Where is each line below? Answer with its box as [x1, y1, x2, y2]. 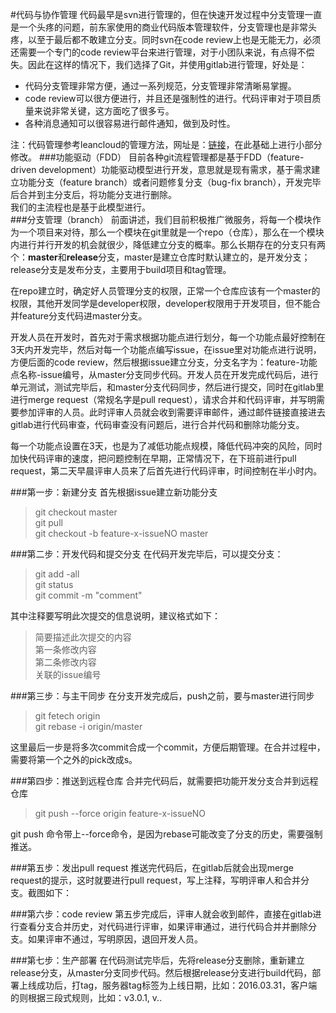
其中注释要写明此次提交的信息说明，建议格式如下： [10, 610, 221, 622]
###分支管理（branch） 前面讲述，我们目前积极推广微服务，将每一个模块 [10, 214, 313, 225]
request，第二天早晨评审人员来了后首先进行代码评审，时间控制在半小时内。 [10, 465, 323, 477]
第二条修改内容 [34, 656, 97, 668]
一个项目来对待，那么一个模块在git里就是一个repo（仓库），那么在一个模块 [18, 226, 325, 238]
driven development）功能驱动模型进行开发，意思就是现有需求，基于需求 [10, 164, 312, 175]
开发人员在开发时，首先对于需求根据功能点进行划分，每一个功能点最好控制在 [10, 331, 326, 343]
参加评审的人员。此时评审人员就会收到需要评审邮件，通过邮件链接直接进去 [18, 406, 326, 418]
